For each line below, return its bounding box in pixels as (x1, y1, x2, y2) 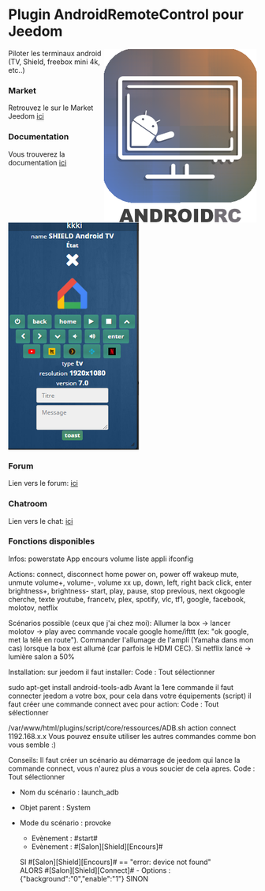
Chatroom (8, 499, 48, 510)
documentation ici (8, 157, 67, 167)
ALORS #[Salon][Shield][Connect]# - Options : (19, 865, 171, 875)
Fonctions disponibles (8, 536, 95, 547)
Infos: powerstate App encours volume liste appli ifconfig (8, 554, 194, 563)
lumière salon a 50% (8, 651, 75, 662)
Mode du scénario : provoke (19, 817, 112, 828)
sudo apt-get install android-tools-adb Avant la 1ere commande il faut (8, 682, 234, 692)
